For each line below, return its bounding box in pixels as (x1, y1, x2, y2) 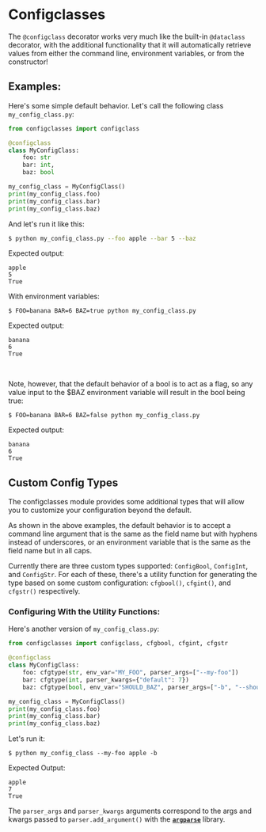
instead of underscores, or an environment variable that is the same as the (8, 538, 251, 547)
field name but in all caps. (8, 546, 93, 556)
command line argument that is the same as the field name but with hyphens (8, 529, 258, 539)
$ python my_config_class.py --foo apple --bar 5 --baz (8, 234, 196, 242)
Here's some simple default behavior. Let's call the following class (8, 101, 224, 110)
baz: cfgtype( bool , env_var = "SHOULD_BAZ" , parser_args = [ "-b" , (22, 683, 232, 691)
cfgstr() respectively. (8, 587, 81, 596)
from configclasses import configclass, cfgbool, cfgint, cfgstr (8, 640, 228, 648)
